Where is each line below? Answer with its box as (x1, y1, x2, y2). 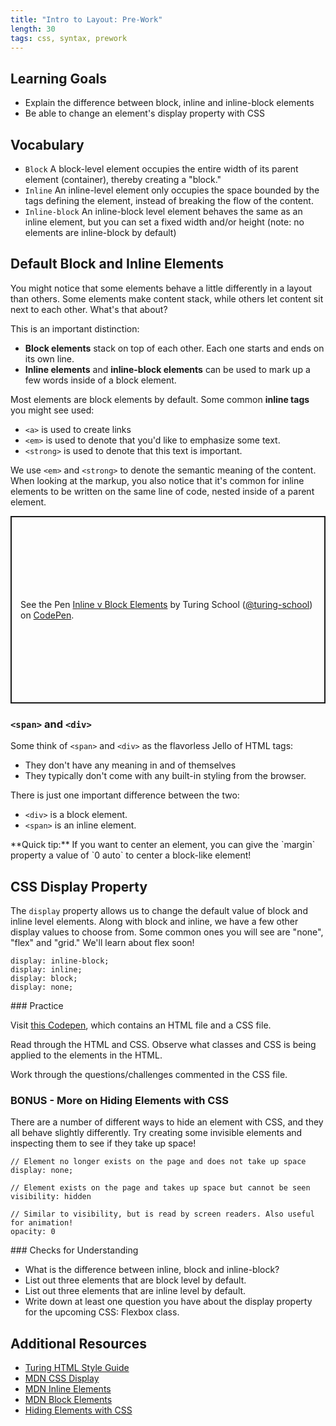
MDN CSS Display (24, 1372, 100, 1385)
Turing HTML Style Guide (24, 1362, 130, 1374)
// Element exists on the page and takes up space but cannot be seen (10, 1183, 311, 1193)
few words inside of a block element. (24, 374, 177, 386)
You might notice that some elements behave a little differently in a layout (10, 282, 313, 294)
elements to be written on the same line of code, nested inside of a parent (10, 485, 315, 497)
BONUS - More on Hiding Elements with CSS (10, 1093, 229, 1107)
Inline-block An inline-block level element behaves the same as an (24, 206, 303, 217)
